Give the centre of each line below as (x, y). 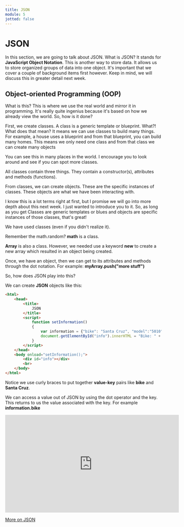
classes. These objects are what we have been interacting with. (70, 192)
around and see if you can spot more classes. (52, 162)
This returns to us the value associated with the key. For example (71, 402)
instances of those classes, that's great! (46, 217)
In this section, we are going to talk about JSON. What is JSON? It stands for (83, 57)
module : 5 (15, 14)
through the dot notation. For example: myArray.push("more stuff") (75, 266)
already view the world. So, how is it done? (49, 117)
